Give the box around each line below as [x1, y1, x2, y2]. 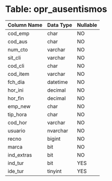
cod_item [7, 70, 29, 77]
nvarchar [47, 127, 68, 134]
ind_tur [7, 160, 24, 167]
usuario [7, 127, 25, 134]
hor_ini [7, 86, 24, 93]
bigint [47, 135, 61, 142]
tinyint [47, 168, 62, 175]
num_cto [7, 46, 28, 53]
